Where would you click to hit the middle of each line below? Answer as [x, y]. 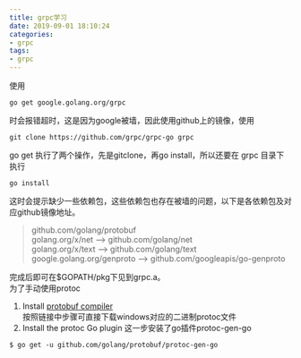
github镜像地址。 [48, 212]
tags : [19, 51]
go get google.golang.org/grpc [68, 103]
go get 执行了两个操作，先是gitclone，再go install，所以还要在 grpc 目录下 [147, 155]
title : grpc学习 [38, 17]
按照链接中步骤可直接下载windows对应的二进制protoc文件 [129, 317]
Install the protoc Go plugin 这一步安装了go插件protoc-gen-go [137, 328]
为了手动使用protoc [45, 288]
